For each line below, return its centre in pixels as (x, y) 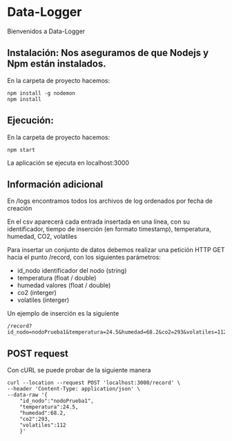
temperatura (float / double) (57, 278)
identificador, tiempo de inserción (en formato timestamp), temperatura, (109, 229)
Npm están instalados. (57, 64)
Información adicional (55, 184)
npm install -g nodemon (41, 93)
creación (20, 208)
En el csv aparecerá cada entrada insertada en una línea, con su (98, 222)
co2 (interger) (37, 293)
